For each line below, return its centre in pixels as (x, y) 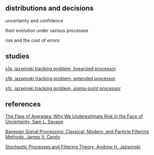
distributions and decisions (50, 8)
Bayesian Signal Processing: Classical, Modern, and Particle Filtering (77, 132)
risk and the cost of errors (33, 40)
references (23, 104)
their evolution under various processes (47, 30)
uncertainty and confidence (34, 20)
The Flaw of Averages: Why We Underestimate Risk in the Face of (74, 116)
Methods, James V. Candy (33, 137)
